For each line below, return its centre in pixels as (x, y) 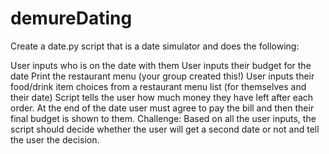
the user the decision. (55, 139)
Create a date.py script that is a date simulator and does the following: (155, 46)
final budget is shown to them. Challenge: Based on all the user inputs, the (163, 118)
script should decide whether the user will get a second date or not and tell (165, 129)
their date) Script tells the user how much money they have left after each (162, 97)
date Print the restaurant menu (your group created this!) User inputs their (162, 76)
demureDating (71, 18)
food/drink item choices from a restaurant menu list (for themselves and (158, 86)
